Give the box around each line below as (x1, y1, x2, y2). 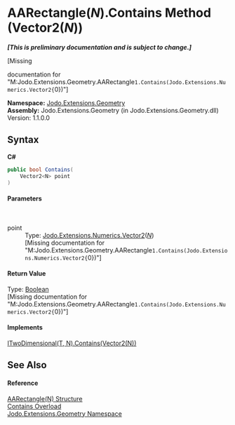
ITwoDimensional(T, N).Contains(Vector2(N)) (7, 339, 137, 347)
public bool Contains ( (7, 166, 74, 173)
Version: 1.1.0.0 (7, 114, 51, 122)
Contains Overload (7, 402, 62, 410)
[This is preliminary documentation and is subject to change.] (7, 43, 192, 51)
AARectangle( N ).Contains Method (7, 5, 212, 21)
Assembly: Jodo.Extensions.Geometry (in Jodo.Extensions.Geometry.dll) (7, 106, 219, 114)
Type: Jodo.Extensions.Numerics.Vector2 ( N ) (25, 231, 154, 239)
